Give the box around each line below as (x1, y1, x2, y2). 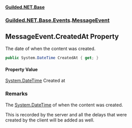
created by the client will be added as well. (5, 117, 95, 123)
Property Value (5, 66, 38, 72)
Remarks (5, 90, 28, 97)
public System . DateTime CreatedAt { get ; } (5, 56, 99, 61)
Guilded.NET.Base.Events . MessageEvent (5, 17, 110, 24)
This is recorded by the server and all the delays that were (5, 111, 127, 117)
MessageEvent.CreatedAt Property (5, 32, 119, 40)
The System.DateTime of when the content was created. (5, 102, 123, 108)
